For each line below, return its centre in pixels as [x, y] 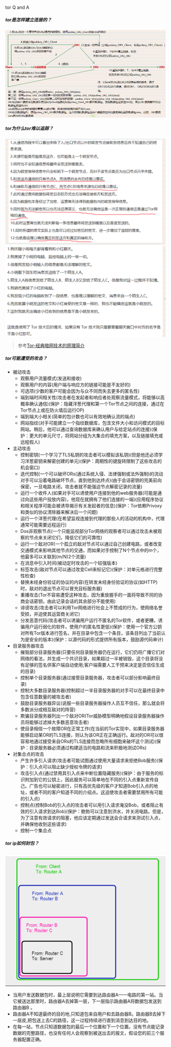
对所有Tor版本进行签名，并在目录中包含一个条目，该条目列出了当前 [91, 633]
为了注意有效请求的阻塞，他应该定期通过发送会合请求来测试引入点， [92, 818]
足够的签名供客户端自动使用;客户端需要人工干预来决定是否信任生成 [94, 665]
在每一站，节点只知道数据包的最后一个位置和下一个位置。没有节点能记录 [88, 1027]
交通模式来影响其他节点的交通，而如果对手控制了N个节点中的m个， [91, 550]
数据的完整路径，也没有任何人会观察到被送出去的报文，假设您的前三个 [86, 1033]
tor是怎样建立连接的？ [28, 19]
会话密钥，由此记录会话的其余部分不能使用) [70, 601]
